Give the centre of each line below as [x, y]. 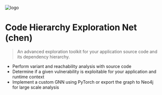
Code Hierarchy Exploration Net [71, 28]
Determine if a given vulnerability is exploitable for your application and [84, 71]
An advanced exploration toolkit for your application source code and [87, 51]
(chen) [19, 38]
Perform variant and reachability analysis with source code [72, 66]
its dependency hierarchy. [43, 57]
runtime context [28, 77]
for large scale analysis [36, 87]
